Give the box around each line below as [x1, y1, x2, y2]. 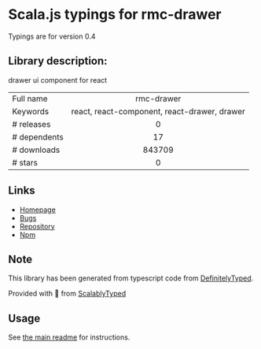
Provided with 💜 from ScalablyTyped [8, 289, 127, 299]
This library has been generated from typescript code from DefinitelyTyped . [8, 273, 254, 283]
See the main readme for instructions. [8, 332, 130, 342]
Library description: [8, 54, 108, 68]
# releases [12, 118, 51, 129]
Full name [12, 93, 49, 104]
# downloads [12, 144, 61, 155]
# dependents [12, 132, 64, 143]
